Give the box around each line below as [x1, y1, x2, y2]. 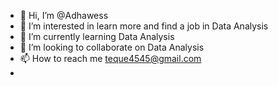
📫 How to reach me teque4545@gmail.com [19, 53, 202, 64]
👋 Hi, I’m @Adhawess [19, 10, 109, 21]
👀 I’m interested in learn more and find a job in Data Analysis [19, 20, 269, 32]
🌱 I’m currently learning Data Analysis [19, 31, 175, 42]
